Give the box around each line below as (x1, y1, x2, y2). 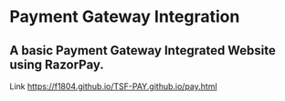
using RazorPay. (9, 56, 105, 72)
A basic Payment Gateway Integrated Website (9, 43, 277, 58)
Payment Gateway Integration (9, 6, 240, 27)
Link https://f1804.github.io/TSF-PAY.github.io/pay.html (9, 81, 217, 92)
